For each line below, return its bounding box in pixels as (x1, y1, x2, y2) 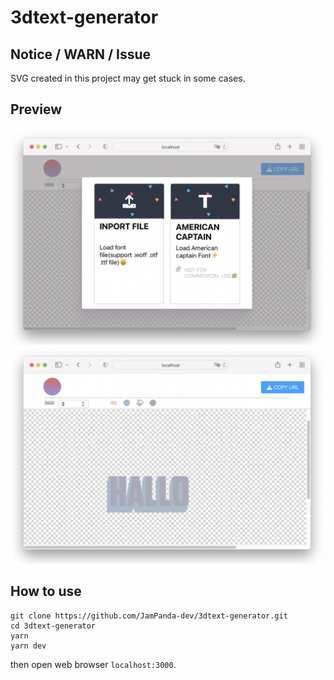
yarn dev (10, 641, 47, 651)
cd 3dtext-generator (10, 621, 97, 631)
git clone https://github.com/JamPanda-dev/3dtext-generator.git (10, 611, 288, 621)
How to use (10, 583, 82, 600)
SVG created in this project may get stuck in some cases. (10, 72, 246, 84)
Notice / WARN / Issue (10, 46, 152, 63)
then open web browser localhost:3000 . (10, 658, 177, 670)
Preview (10, 101, 63, 118)
